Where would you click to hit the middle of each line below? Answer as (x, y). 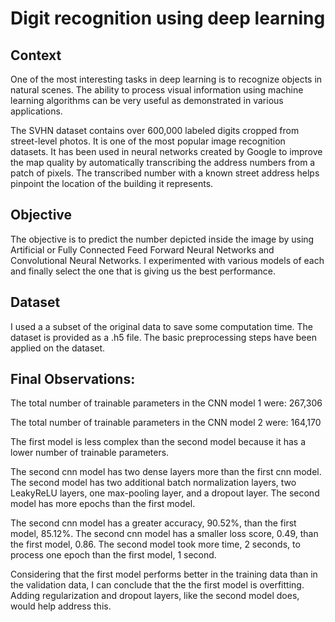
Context (36, 55)
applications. (36, 111)
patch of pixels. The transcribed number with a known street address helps (165, 173)
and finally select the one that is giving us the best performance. (143, 271)
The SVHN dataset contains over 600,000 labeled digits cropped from (155, 130)
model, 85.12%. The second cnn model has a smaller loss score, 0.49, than (164, 534)
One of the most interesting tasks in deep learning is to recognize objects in (166, 79)
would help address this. (61, 606)
